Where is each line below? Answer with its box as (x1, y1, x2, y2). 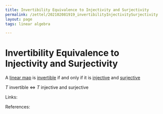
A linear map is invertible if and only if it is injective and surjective (5, 75, 140, 81)
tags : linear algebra (5, 21, 51, 27)
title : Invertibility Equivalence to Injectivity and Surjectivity (5, 7, 149, 13)
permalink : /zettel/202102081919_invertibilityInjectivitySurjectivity (5, 12, 158, 17)
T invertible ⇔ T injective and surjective (5, 84, 89, 90)
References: (5, 104, 30, 110)
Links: (5, 94, 18, 100)
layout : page (5, 17, 33, 22)
